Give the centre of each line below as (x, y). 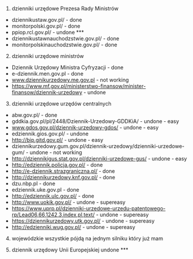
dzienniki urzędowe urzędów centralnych (61, 104)
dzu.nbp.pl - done (33, 183)
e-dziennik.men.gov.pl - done (48, 74)
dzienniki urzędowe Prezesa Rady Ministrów (65, 8)
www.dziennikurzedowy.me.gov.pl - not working (70, 80)
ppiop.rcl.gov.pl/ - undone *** (48, 32)
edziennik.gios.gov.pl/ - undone (50, 134)
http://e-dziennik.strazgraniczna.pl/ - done (63, 171)
